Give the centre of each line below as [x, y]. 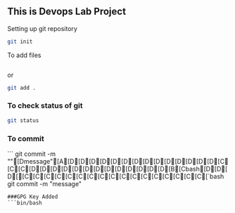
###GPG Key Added [33, 197]
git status [23, 120]
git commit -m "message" [45, 184]
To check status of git [45, 106]
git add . [22, 87]
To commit [26, 138]
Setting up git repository [42, 28]
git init [20, 42]
